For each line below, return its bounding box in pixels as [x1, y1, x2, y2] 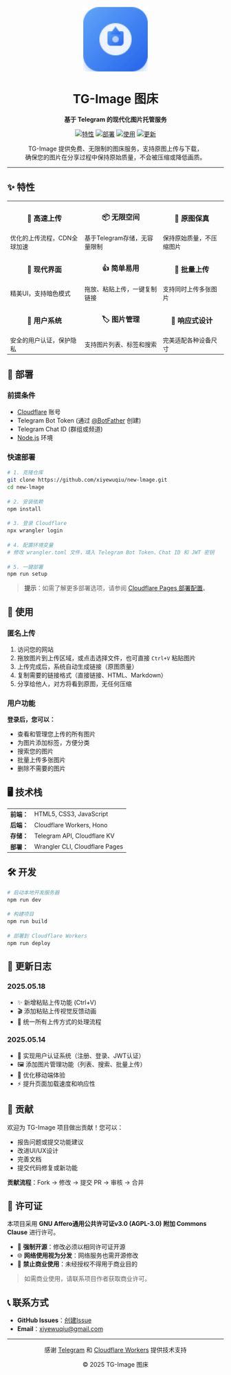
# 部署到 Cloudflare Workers [7, 932, 88, 940]
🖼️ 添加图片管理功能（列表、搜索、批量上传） [16, 1060, 146, 1068]
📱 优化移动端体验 [16, 1071, 65, 1079]
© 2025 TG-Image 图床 [82, 1361, 149, 1369]
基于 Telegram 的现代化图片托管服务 [64, 115, 167, 123]
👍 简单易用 [102, 264, 140, 273]
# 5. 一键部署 [7, 563, 43, 570]
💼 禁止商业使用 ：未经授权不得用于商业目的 [16, 1260, 137, 1268]
